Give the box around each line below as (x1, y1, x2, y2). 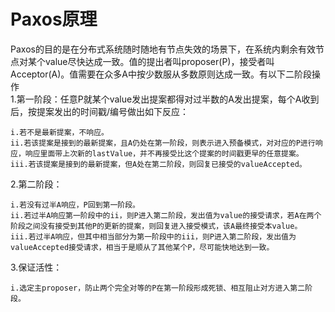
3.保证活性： (10, 261, 63, 273)
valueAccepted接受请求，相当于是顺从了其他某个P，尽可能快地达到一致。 (10, 242, 275, 252)
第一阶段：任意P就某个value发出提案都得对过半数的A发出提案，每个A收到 (16, 93, 320, 105)
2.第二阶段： (10, 178, 63, 190)
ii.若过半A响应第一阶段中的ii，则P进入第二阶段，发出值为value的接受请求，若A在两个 (10, 210, 322, 220)
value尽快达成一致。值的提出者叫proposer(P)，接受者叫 (44, 55, 275, 67)
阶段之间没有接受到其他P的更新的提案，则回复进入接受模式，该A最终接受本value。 (10, 221, 303, 231)
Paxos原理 (10, 8, 98, 31)
